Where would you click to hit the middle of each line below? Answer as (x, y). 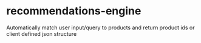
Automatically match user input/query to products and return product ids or (101, 27)
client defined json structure (42, 33)
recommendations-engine (74, 11)
